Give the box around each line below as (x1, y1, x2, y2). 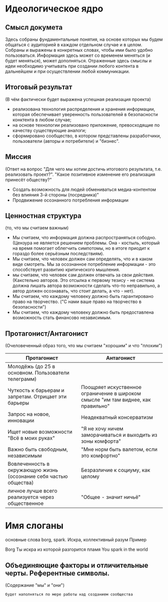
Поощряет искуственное (80, 384, 141, 391)
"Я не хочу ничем (80, 425, 123, 432)
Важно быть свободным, (7, 446, 68, 453)
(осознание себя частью (7, 473, 68, 480)
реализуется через (7, 493, 54, 500)
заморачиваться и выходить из (80, 432, 157, 439)
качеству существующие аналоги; (12, 127, 86, 133)
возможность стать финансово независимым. (12, 315, 111, 321)
